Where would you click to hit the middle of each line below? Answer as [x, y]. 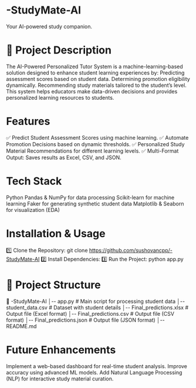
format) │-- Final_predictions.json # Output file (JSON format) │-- [86, 320]
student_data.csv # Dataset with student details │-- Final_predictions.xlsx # [97, 307]
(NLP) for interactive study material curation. [60, 379]
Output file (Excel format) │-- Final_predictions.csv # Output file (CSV [90, 313]
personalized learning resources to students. [60, 97]
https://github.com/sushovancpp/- [131, 250]
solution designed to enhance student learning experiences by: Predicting [95, 72]
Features [28, 122]
